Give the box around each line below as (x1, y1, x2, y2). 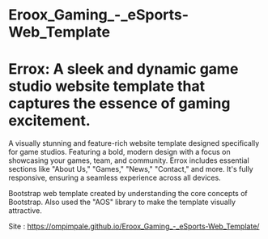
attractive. (8, 206, 42, 216)
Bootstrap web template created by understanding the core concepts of (8, 189, 249, 198)
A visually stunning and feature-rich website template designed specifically (8, 139, 260, 148)
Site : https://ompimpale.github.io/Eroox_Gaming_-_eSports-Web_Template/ (8, 221, 260, 232)
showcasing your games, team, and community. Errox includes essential (8, 156, 249, 165)
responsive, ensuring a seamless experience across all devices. (8, 173, 221, 183)
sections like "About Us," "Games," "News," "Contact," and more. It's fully (8, 164, 253, 174)
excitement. (8, 112, 91, 130)
